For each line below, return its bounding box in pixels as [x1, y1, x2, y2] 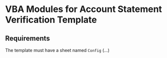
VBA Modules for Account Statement [5, 3, 162, 15]
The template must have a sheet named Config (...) [5, 47, 110, 53]
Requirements [5, 34, 50, 42]
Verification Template [5, 14, 97, 25]
